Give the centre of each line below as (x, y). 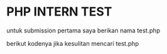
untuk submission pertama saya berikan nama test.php (83, 30)
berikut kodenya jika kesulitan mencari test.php (73, 43)
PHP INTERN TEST (59, 12)
